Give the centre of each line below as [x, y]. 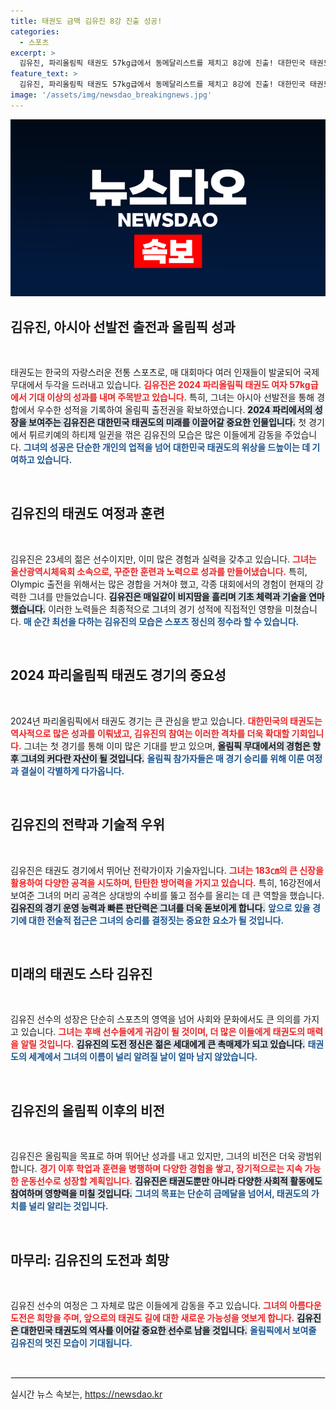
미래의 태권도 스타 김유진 [81, 973]
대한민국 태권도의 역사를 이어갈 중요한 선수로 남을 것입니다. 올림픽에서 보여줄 [168, 1330]
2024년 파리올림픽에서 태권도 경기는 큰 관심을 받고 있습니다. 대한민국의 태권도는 [166, 721]
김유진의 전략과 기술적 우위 [87, 825]
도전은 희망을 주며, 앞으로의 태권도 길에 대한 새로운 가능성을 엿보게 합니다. [152, 1317]
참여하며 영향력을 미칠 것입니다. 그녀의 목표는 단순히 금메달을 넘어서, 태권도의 [160, 1194]
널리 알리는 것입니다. [68, 1206]
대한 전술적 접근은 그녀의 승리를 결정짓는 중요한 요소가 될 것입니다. [156, 920]
